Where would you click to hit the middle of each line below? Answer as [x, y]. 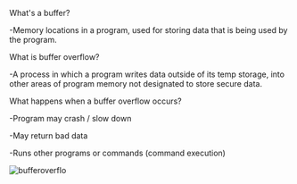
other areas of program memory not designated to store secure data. [136, 84]
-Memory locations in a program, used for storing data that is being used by [148, 30]
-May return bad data [49, 136]
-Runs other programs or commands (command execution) [117, 153]
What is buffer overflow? [54, 57]
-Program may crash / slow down [70, 118]
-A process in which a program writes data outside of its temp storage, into [147, 74]
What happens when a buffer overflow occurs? [95, 101]
